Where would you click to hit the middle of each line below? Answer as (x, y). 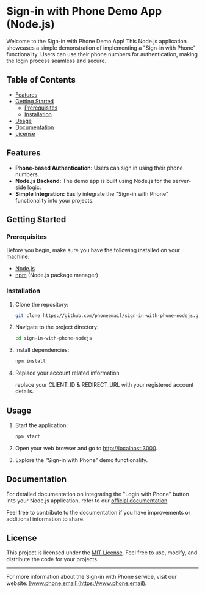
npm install (30, 361)
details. (24, 391)
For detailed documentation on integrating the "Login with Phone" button (98, 494)
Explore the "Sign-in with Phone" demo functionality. (81, 460)
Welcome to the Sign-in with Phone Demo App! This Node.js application (97, 41)
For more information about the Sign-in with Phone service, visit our (92, 577)
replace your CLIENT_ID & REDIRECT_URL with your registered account (104, 385)
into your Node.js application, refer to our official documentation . (88, 501)
